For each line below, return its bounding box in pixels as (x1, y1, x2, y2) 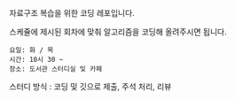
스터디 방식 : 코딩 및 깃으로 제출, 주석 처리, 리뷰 (9, 81, 172, 91)
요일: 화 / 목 (9, 46, 54, 55)
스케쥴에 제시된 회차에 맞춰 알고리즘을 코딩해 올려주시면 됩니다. (9, 27, 228, 37)
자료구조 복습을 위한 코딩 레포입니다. (9, 8, 135, 18)
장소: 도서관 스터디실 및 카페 (9, 65, 103, 73)
